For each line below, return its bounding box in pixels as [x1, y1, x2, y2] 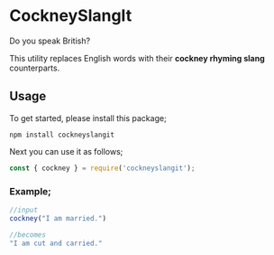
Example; [9, 184, 51, 197]
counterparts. [9, 62, 60, 73]
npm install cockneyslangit [9, 130, 115, 139]
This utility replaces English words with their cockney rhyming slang [9, 52, 266, 63]
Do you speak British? [9, 35, 91, 46]
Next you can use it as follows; [9, 146, 123, 156]
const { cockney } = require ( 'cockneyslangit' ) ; [9, 164, 196, 173]
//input [9, 205, 39, 214]
